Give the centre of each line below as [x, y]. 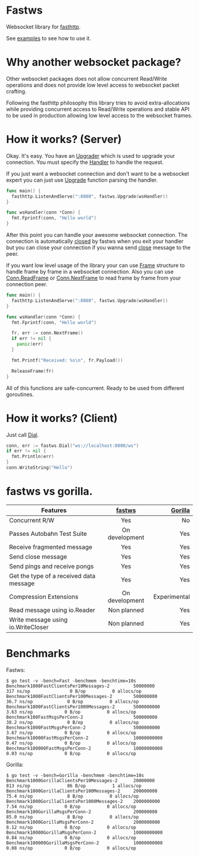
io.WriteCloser [29, 627]
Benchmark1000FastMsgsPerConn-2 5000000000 [83, 728]
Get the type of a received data [52, 576]
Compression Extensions [44, 596]
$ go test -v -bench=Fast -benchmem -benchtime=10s [71, 681]
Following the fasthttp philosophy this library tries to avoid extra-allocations [98, 103]
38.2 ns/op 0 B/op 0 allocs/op [73, 722]
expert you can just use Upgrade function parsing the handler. [82, 180]
